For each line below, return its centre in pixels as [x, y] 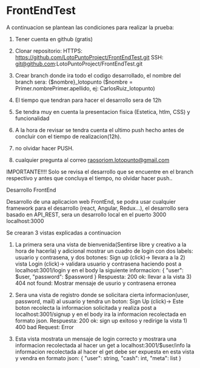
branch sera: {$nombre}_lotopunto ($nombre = [74, 82]
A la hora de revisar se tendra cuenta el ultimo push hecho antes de [100, 130]
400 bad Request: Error [45, 327]
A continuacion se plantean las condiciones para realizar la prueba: [90, 27]
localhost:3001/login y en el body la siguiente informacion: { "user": [99, 270]
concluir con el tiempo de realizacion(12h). [68, 136]
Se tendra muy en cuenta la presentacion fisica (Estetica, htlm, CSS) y [102, 112]
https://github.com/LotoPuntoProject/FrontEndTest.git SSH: [89, 57]
